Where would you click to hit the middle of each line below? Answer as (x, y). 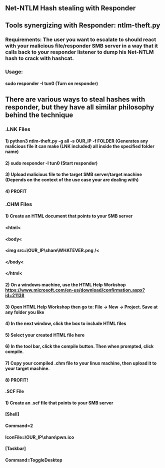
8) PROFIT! (17, 380)
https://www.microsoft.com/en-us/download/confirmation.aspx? (75, 290)
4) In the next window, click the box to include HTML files (66, 323)
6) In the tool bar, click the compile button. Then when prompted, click (79, 346)
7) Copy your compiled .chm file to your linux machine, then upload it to (81, 363)
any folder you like (25, 312)
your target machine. (27, 368)
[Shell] (12, 414)
